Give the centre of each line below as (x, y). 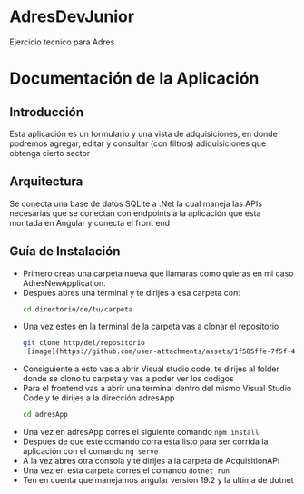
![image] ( (41, 351)
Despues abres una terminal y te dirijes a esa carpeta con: (131, 292)
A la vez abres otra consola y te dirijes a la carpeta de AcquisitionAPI (151, 461)
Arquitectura (46, 182)
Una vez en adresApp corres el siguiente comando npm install (141, 432)
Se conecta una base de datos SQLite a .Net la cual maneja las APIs (136, 203)
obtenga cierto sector (50, 153)
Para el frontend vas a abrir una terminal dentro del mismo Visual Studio (157, 389)
